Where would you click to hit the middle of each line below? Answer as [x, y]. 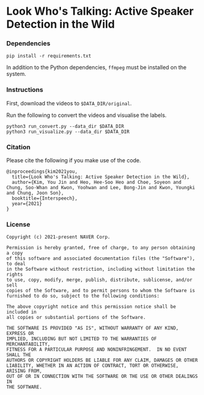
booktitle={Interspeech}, [45, 198]
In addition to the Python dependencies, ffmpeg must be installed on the [97, 67]
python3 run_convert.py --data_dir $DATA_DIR [65, 126]
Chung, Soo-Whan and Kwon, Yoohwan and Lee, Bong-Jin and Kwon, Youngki [101, 188]
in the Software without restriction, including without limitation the [101, 269]
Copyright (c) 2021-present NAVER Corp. [59, 237]
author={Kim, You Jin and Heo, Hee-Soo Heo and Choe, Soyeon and [97, 182]
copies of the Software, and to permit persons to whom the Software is [101, 291]
